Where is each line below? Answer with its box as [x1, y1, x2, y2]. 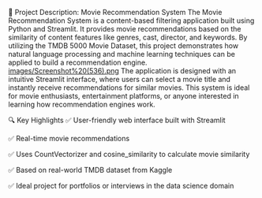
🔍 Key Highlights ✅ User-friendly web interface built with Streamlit [8, 115, 226, 125]
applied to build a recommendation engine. [8, 58, 148, 67]
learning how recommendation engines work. [8, 99, 155, 109]
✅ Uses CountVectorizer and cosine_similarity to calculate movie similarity [8, 150, 250, 159]
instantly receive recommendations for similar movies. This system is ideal [8, 83, 250, 92]
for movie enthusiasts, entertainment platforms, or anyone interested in [8, 92, 239, 100]
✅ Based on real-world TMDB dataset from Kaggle [8, 166, 173, 174]
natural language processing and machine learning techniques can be [8, 50, 235, 58]
